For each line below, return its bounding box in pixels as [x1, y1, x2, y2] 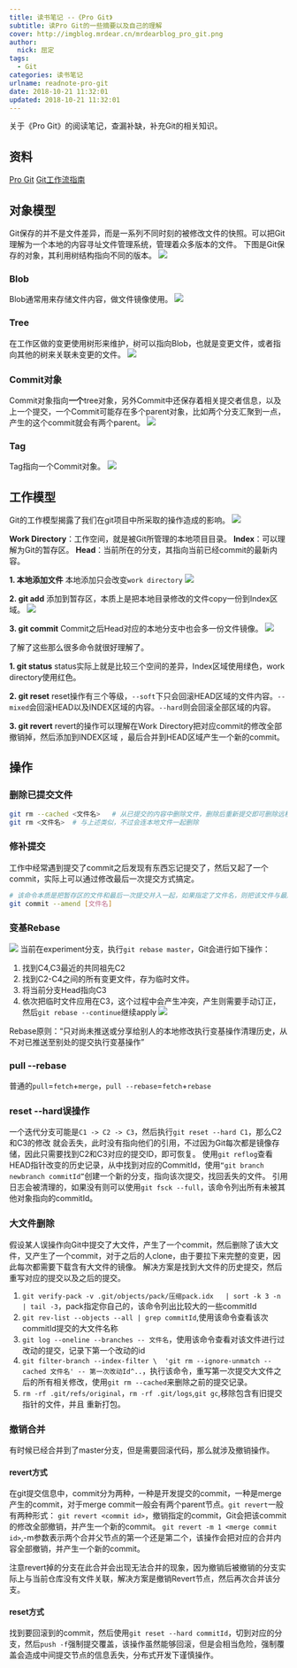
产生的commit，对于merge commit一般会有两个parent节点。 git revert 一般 [9, 1499, 285, 1510]
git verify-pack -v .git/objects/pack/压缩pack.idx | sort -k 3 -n [21, 1292, 281, 1300]
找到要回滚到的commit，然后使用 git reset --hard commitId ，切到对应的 [9, 1627, 275, 1639]
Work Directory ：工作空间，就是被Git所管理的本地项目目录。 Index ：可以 [9, 533, 278, 544]
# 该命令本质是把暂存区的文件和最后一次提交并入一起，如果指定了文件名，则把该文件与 [9, 891, 280, 900]
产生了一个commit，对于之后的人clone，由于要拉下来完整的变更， [32, 1250, 274, 1261]
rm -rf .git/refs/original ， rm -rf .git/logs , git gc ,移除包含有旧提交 [21, 1387, 283, 1398]
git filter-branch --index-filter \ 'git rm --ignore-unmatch [21, 1356, 261, 1365]
